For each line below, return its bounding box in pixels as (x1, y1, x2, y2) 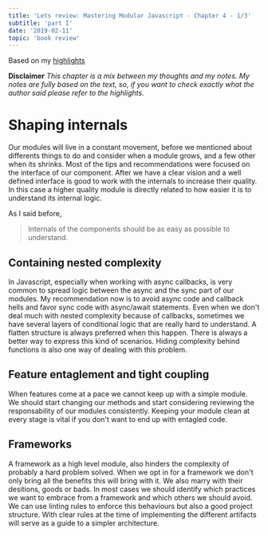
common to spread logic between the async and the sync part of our (8, 286, 235, 295)
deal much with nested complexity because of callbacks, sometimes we (8, 311, 245, 320)
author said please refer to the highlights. (8, 89, 145, 98)
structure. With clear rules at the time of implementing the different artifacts (8, 510, 257, 519)
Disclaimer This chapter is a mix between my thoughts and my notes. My (8, 71, 250, 81)
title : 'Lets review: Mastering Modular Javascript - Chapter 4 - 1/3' (8, 11, 251, 20)
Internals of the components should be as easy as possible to (27, 224, 231, 234)
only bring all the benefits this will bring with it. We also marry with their (8, 475, 243, 485)
